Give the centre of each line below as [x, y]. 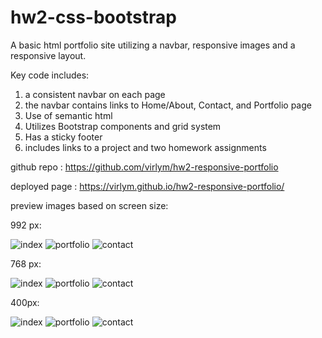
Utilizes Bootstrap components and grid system [123, 126]
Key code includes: [50, 75]
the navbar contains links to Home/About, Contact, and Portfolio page [168, 105]
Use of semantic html [68, 115]
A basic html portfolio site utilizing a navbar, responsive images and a [153, 45]
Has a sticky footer [63, 137]
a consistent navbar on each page [95, 94]
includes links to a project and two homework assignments [145, 147]
